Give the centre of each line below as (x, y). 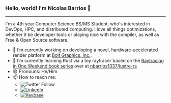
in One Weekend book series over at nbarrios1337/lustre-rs (75, 66)
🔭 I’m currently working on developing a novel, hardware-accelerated (85, 50)
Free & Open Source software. (37, 40)
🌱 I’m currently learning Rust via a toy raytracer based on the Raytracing (88, 61)
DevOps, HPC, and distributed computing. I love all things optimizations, (81, 29)
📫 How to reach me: (34, 77)
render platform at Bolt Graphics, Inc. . (52, 55)
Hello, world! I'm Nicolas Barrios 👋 (48, 8)
